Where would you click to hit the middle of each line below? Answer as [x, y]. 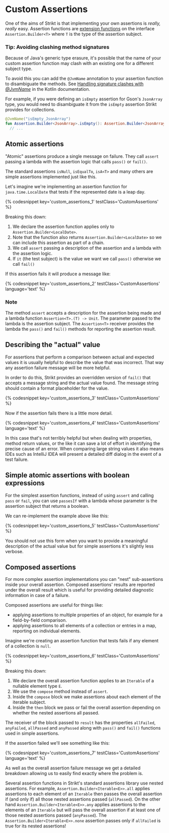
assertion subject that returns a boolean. [47, 506]
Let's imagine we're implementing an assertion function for [66, 186]
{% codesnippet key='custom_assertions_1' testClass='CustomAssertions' [82, 201]
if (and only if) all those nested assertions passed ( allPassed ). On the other [83, 799]
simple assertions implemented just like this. [51, 176]
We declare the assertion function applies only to [63, 226]
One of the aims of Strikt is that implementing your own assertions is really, [83, 23]
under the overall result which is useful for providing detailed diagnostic [80, 590]
